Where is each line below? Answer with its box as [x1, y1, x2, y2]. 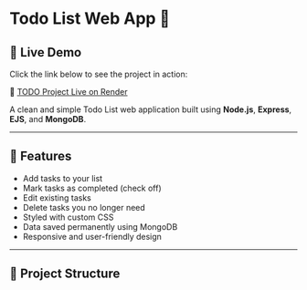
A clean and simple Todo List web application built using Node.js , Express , [9, 104, 292, 115]
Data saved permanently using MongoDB [22, 221, 178, 232]
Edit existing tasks [22, 192, 91, 203]
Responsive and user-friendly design [22, 231, 163, 242]
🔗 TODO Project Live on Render [9, 87, 128, 97]
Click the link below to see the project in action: [9, 68, 188, 79]
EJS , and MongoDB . [9, 114, 87, 124]
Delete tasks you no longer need [22, 202, 146, 212]
